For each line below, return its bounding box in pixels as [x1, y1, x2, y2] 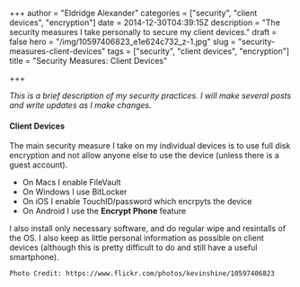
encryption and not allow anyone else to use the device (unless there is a [9, 150, 280, 161]
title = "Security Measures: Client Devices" [9, 56, 168, 66]
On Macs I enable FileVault [22, 177, 121, 188]
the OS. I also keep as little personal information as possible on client [9, 233, 265, 244]
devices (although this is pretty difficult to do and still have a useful [9, 242, 258, 253]
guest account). [9, 159, 68, 170]
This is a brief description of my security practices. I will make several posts [9, 90, 292, 101]
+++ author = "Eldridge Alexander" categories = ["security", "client [9, 8, 258, 18]
